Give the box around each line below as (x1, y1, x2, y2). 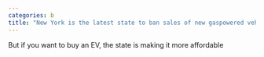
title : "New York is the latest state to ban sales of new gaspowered (8, 19, 244, 27)
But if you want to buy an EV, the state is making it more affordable (8, 40, 224, 49)
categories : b (8, 11, 55, 20)
